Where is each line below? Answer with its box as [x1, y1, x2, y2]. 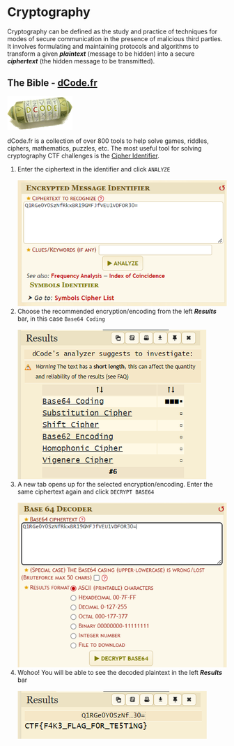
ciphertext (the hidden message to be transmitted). [7, 56, 155, 65]
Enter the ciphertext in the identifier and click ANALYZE [17, 165, 171, 174]
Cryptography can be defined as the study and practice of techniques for [7, 27, 218, 36]
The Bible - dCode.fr [7, 77, 97, 89]
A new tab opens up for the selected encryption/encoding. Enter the [17, 480, 214, 488]
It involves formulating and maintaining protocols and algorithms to [7, 42, 199, 50]
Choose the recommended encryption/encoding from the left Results [17, 307, 217, 315]
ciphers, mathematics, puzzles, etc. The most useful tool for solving [7, 144, 202, 153]
